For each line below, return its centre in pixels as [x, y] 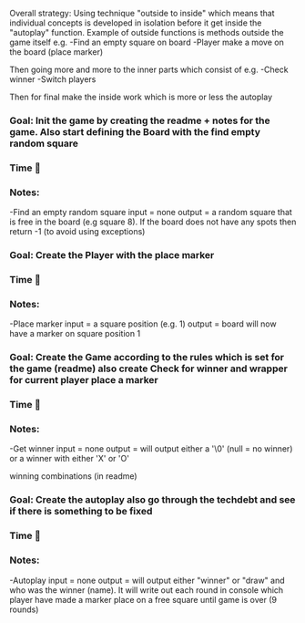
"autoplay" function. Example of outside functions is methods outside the [147, 32]
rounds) [24, 609]
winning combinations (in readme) [74, 476]
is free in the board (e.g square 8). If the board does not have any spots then [153, 222]
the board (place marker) [56, 52]
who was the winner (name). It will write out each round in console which [147, 590]
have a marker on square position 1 [75, 334]
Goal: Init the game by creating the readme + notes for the [140, 120]
